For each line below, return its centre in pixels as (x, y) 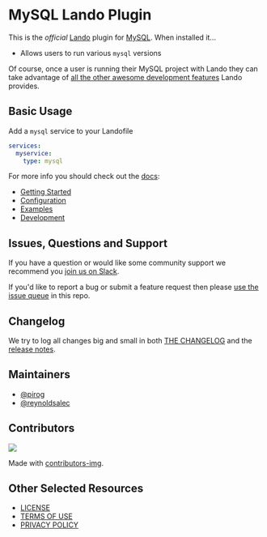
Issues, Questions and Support (88, 243)
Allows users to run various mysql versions (91, 53)
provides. (24, 86)
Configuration (43, 201)
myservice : (34, 153)
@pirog (32, 394)
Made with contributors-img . (56, 462)
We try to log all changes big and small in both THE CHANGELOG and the (130, 341)
